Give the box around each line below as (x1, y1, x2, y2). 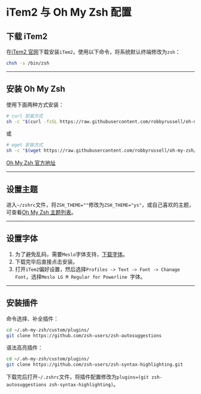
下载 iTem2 (6, 31, 48, 41)
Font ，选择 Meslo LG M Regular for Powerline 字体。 (14, 273, 146, 280)
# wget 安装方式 (6, 142, 43, 148)
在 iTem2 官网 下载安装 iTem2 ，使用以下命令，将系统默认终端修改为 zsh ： (6, 49, 181, 55)
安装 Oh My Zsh (6, 84, 66, 94)
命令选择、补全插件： (6, 315, 59, 322)
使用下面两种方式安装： (6, 101, 64, 108)
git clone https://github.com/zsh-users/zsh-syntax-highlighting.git (6, 362, 184, 368)
